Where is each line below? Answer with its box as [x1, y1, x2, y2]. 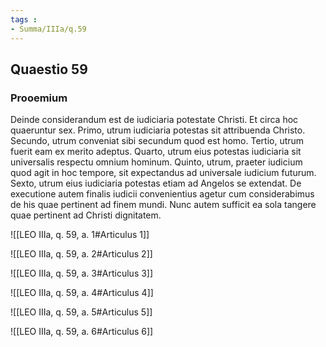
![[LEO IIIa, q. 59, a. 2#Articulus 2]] [10, 248, 153, 260]
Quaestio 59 [10, 61, 88, 78]
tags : [10, 14, 38, 25]
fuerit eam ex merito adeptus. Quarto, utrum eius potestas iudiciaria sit [10, 146, 302, 158]
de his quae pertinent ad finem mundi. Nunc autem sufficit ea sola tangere [10, 199, 317, 211]
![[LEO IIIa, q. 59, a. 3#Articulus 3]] [10, 267, 154, 280]
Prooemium [10, 91, 68, 105]
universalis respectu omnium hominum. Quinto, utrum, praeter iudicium [10, 156, 303, 168]
